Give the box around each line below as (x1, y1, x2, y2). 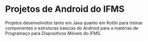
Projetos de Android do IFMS (5, 3, 125, 15)
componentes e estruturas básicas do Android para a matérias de (5, 25, 139, 31)
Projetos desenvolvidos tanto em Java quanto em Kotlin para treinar (5, 20, 143, 26)
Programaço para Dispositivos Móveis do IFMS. (5, 30, 102, 36)
